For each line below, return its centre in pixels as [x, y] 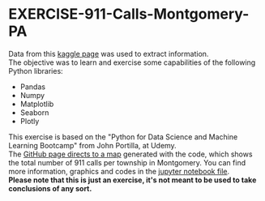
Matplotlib [37, 104]
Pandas [33, 87]
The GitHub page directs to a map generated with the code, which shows [130, 154]
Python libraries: [36, 71]
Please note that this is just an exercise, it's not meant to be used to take [132, 180]
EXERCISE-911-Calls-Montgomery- [129, 14]
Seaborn [34, 112]
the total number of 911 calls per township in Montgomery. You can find [127, 162]
